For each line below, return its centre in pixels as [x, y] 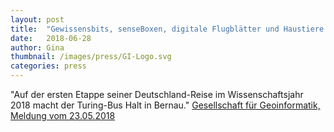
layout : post [37, 19]
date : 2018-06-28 [51, 38]
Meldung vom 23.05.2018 [63, 115]
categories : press [48, 66]
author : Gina [37, 47]
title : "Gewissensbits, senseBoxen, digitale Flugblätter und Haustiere [167, 29]
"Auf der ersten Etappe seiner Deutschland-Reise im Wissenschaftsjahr [157, 94]
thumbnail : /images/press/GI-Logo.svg [91, 57]
